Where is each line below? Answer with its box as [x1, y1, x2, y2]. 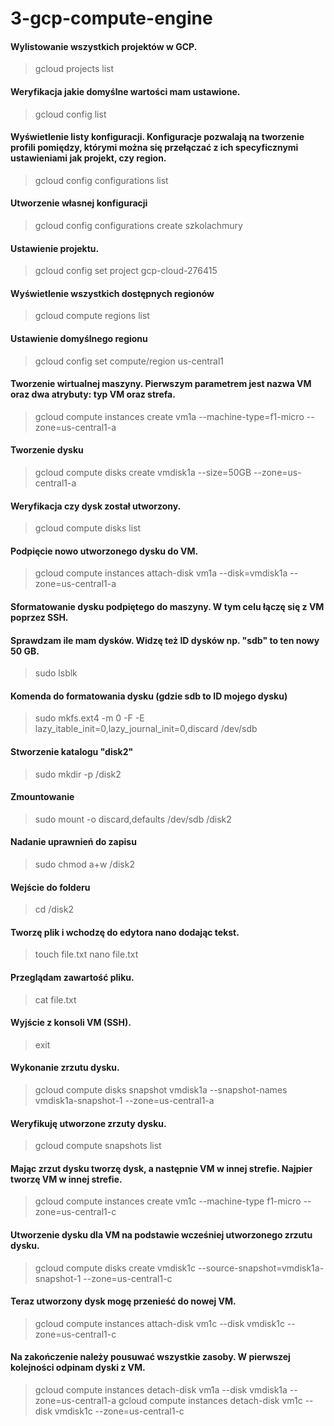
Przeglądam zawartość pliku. [10, 972, 135, 984]
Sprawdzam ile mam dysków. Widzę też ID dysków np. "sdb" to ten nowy [10, 634, 320, 646]
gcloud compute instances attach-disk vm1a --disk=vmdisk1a [34, 567, 288, 579]
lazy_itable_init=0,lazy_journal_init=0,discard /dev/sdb [34, 723, 258, 735]
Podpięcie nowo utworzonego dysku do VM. [10, 545, 199, 557]
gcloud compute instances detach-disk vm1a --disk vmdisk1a [34, 1384, 288, 1396]
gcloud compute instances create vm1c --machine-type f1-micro [34, 1195, 302, 1207]
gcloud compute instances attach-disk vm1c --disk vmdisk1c [34, 1317, 285, 1329]
